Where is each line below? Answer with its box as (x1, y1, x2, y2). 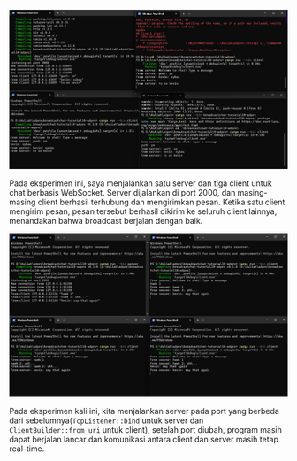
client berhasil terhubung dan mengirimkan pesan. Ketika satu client (37, 196, 286, 207)
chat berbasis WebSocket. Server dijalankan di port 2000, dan (9, 187, 236, 197)
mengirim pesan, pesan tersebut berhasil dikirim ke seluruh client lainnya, (9, 205, 278, 217)
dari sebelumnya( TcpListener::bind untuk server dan (9, 415, 204, 426)
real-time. (9, 443, 45, 454)
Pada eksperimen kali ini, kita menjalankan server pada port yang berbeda (9, 405, 280, 416)
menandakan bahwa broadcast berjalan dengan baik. (9, 215, 203, 226)
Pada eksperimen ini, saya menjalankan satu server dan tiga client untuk (9, 178, 272, 188)
